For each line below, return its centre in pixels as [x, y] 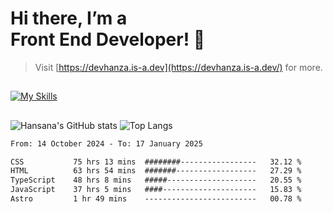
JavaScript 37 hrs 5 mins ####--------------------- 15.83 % [156, 190]
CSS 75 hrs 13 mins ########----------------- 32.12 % [156, 162]
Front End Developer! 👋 [108, 39]
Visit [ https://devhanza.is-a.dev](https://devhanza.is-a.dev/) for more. [178, 67]
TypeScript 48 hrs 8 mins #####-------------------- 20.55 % [156, 180]
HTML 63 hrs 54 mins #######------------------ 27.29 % [156, 171]
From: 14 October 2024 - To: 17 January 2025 [106, 143]
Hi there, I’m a [69, 18]
